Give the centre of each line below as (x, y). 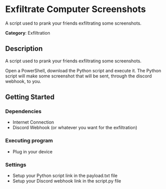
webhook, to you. (23, 81)
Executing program (29, 141)
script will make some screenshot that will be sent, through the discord (78, 76)
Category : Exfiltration (28, 33)
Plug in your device (32, 151)
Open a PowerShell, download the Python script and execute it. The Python (83, 70)
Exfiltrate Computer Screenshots (75, 9)
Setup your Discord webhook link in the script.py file (67, 181)
